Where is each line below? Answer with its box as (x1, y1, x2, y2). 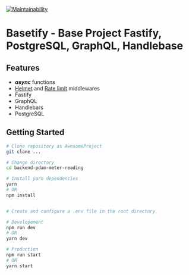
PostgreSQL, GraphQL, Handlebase (6, 39, 184, 53)
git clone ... (6, 149, 42, 155)
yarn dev (6, 236, 28, 242)
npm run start (6, 252, 42, 258)
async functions (14, 79, 55, 86)
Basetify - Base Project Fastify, (6, 27, 162, 40)
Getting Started (6, 127, 65, 137)
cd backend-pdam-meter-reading (6, 165, 84, 171)
